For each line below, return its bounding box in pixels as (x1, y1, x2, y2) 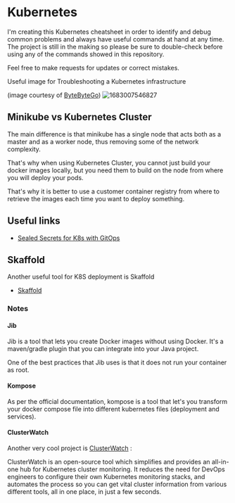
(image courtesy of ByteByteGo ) (7, 91, 101, 99)
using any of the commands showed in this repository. (7, 50, 165, 58)
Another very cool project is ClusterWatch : (7, 444, 132, 452)
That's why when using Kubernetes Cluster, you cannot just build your (7, 158, 211, 167)
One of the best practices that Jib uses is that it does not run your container (7, 358, 227, 367)
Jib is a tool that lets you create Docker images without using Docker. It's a (7, 337, 224, 345)
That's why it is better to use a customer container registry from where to (7, 187, 220, 196)
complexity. (7, 145, 41, 153)
